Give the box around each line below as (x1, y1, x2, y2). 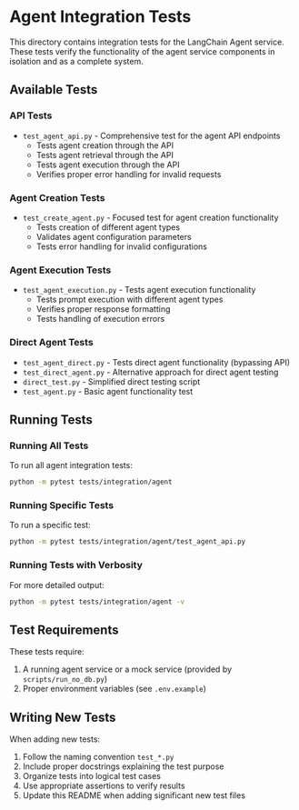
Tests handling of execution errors (35, 314, 165, 325)
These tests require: (9, 646, 85, 657)
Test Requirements (9, 622, 119, 637)
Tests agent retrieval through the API (35, 149, 174, 160)
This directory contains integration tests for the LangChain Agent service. (9, 36, 284, 47)
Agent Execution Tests (9, 264, 112, 276)
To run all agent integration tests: (9, 460, 134, 471)
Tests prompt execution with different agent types (35, 294, 224, 305)
